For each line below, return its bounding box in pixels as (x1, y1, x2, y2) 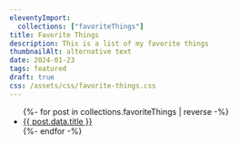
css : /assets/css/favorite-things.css (9, 81, 156, 90)
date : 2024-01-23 (9, 56, 75, 65)
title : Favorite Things (9, 30, 100, 39)
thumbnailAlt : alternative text (9, 47, 132, 57)
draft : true (9, 73, 55, 82)
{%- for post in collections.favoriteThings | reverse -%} (22, 106, 230, 117)
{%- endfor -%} (22, 125, 83, 137)
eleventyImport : (9, 13, 71, 23)
